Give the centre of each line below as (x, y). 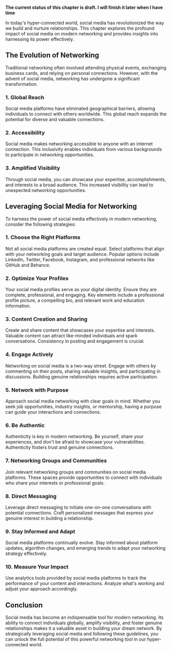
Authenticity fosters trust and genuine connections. (60, 447)
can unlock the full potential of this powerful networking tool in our (76, 639)
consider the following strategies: (41, 224)
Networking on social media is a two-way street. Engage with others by (81, 366)
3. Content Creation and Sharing (46, 319)
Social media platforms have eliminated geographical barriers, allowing (80, 109)
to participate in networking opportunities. (50, 155)
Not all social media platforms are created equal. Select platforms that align (85, 248)
